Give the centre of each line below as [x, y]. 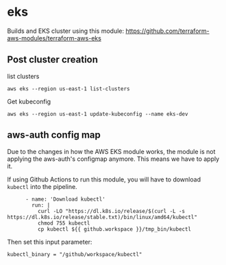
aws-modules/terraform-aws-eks [54, 38]
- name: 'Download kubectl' [65, 199]
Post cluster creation [52, 60]
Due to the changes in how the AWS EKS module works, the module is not [111, 151]
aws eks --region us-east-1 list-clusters [68, 89]
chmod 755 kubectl [64, 223]
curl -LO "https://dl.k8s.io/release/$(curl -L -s [111, 211]
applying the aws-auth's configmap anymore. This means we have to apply [113, 159]
